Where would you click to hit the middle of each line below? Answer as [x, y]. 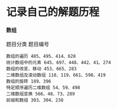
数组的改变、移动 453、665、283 [41, 69]
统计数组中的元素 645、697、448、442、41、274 [58, 63]
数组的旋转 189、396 [29, 81]
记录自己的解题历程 [53, 12]
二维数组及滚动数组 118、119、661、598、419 [56, 75]
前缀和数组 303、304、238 [35, 100]
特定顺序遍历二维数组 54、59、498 [43, 88]
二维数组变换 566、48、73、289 [40, 94]
